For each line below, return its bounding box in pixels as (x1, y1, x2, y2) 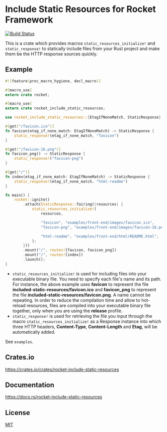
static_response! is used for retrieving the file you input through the (12, 313, 153, 319)
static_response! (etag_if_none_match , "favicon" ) (14, 133, 119, 138)
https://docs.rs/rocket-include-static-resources (5, 394, 102, 400)
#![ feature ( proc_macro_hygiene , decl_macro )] (5, 78, 101, 83)
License (5, 408, 30, 417)
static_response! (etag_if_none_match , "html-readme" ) (14, 179, 128, 184)
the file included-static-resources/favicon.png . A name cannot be (12, 292, 151, 298)
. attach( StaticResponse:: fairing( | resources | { (23, 202, 123, 207)
